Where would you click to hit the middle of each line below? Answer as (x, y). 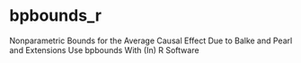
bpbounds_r (55, 16)
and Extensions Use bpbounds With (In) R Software (104, 49)
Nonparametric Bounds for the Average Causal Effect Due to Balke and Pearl (151, 40)
